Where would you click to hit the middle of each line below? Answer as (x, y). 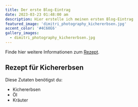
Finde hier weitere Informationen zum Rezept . (52, 52)
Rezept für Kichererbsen (44, 68)
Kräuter (20, 100)
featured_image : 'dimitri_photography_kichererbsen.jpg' (66, 24)
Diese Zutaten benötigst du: (34, 79)
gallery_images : (22, 33)
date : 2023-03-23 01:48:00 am (37, 14)
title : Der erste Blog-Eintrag (38, 10)
